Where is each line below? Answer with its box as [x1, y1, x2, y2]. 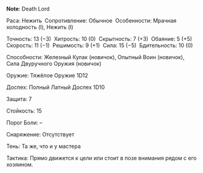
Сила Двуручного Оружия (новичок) [6, 60, 101, 67]
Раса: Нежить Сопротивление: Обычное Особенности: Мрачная [6, 17, 177, 24]
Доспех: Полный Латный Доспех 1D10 [6, 83, 105, 91]
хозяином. [6, 161, 33, 168]
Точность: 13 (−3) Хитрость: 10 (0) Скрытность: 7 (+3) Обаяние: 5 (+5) [6, 35, 193, 42]
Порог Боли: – [6, 119, 43, 126]
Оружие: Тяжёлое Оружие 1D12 [6, 72, 88, 79]
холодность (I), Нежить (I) [6, 24, 74, 30]
